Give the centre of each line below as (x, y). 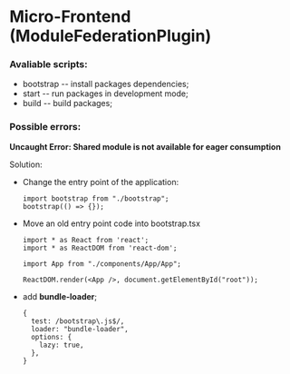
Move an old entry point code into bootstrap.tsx (111, 223)
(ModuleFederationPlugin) (110, 36)
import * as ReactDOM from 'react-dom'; (100, 248)
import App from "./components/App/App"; (101, 264)
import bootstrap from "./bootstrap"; (96, 198)
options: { (52, 337)
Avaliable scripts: (48, 64)
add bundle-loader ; (60, 296)
